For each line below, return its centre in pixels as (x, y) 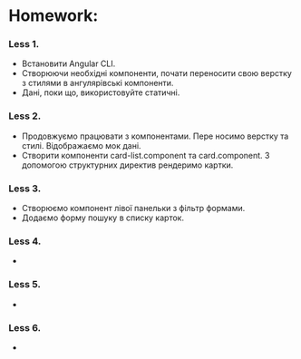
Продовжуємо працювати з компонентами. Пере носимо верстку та (155, 136)
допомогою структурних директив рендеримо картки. (127, 165)
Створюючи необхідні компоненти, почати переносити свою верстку (156, 73)
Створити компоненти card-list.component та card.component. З (146, 155)
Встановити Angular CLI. (68, 63)
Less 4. (25, 241)
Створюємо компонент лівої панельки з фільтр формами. (133, 209)
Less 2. (25, 116)
